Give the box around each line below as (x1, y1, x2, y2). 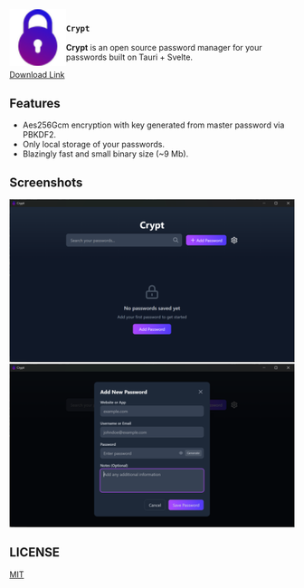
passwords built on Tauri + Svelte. (66, 52, 193, 62)
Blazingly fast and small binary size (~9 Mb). (22, 148, 189, 159)
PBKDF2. (22, 129, 57, 140)
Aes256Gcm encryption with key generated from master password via (22, 119, 285, 130)
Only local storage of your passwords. (22, 139, 166, 150)
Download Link (9, 70, 65, 81)
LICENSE (9, 545, 61, 560)
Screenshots (9, 175, 83, 190)
